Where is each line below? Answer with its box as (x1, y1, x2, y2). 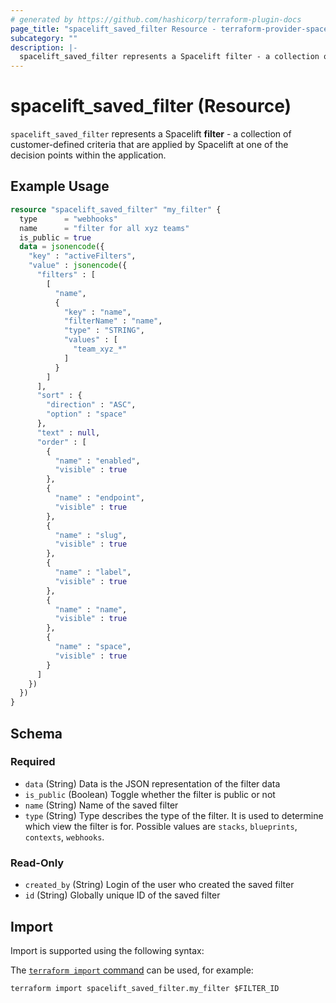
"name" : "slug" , (54, 530, 128, 540)
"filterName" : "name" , (63, 316, 163, 326)
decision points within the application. (10, 149, 167, 161)
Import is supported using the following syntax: (10, 944, 205, 956)
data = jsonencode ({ (19, 242, 105, 252)
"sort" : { (36, 391, 83, 401)
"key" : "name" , (63, 307, 132, 317)
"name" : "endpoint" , (54, 493, 145, 503)
